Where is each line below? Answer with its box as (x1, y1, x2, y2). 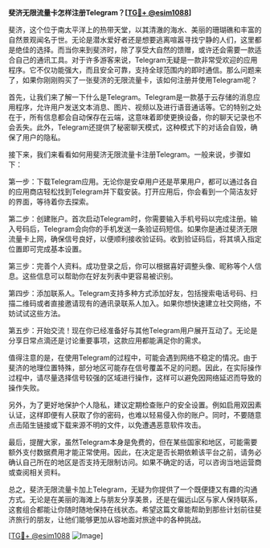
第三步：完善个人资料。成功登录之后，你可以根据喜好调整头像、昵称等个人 (8, 262, 255, 270)
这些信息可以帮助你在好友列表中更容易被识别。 (22, 271, 178, 281)
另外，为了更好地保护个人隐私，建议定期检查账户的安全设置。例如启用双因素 (8, 400, 262, 410)
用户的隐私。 (22, 133, 65, 142)
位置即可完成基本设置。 (8, 245, 86, 253)
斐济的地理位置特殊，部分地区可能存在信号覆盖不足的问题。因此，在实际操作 (8, 363, 262, 373)
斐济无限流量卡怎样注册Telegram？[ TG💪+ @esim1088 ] (8, 8, 192, 17)
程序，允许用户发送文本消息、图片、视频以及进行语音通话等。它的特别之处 (14, 102, 262, 112)
